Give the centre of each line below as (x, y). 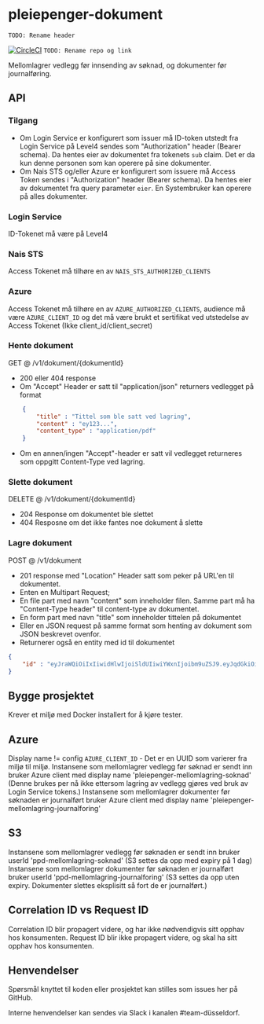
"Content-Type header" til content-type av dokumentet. (109, 609)
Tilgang (23, 121)
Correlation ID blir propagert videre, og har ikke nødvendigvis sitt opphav (126, 929)
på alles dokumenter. (53, 196)
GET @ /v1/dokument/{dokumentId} (66, 362)
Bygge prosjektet (51, 696)
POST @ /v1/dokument (45, 560)
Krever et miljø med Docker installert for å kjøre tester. (95, 715)
